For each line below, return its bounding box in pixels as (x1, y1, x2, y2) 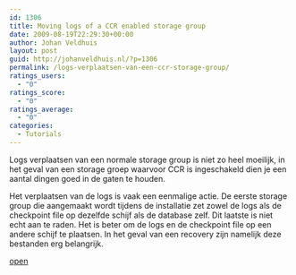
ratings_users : (9, 72, 66, 81)
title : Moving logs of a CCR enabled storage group (9, 21, 206, 30)
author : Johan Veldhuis (9, 38, 98, 47)
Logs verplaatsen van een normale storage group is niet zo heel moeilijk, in (9, 154, 285, 165)
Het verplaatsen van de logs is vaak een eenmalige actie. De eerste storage (9, 190, 288, 202)
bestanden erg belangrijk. (9, 238, 105, 249)
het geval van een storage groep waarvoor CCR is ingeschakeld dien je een (9, 163, 287, 175)
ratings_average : (9, 105, 74, 114)
